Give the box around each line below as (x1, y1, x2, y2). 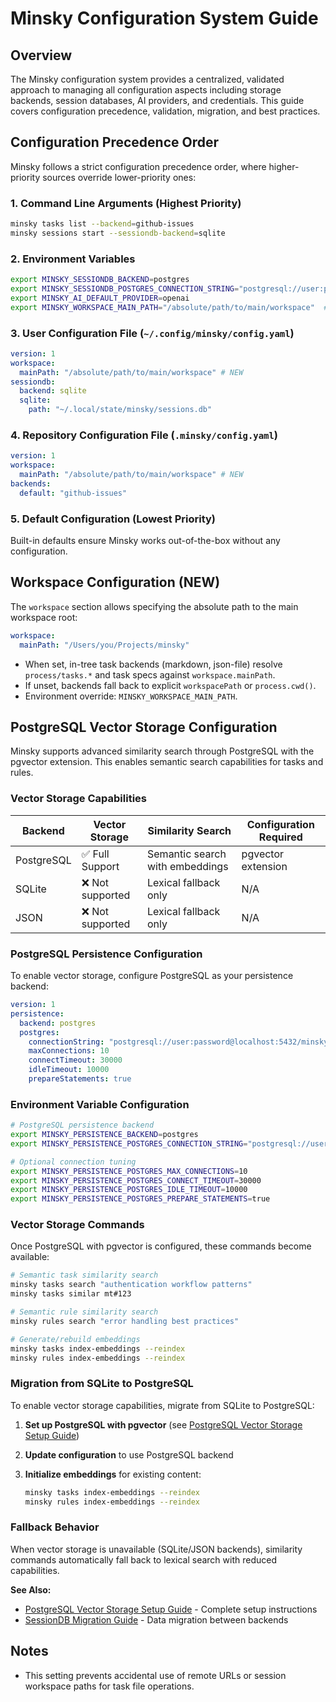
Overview (10, 47, 73, 64)
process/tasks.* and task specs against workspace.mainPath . (24, 668, 276, 681)
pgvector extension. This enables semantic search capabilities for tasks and (10, 756, 324, 768)
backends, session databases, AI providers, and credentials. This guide (10, 95, 305, 106)
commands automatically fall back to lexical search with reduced (10, 1553, 278, 1566)
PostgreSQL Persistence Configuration (10, 947, 203, 961)
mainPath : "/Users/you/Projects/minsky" (19, 640, 190, 650)
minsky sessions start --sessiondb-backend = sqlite (10, 228, 226, 238)
